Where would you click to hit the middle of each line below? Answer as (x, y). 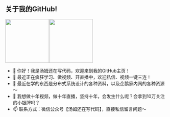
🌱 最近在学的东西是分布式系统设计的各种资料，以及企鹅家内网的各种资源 (89, 83)
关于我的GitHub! (31, 9)
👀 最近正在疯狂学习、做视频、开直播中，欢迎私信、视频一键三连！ (82, 77)
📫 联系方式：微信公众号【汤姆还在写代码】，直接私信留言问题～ (79, 109)
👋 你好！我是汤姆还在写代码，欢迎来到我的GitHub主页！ (71, 71)
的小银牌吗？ (26, 102)
